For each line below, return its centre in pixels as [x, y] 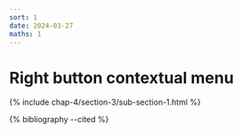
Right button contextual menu [121, 78]
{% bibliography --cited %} [59, 120]
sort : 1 [24, 17]
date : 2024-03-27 [41, 26]
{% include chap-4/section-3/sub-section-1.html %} [105, 102]
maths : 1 [25, 34]
